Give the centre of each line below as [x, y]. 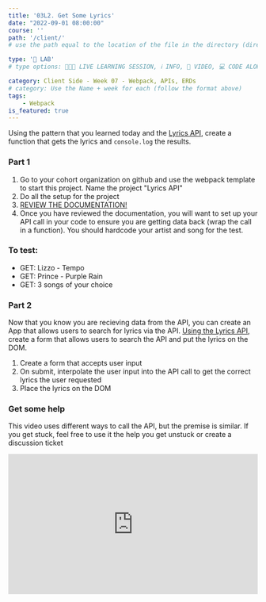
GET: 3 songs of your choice [66, 284]
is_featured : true [38, 111]
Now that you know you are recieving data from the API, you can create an [130, 323]
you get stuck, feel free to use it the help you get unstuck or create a [120, 435]
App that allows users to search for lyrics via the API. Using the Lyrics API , [129, 331]
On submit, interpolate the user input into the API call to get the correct [135, 372]
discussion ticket [36, 443]
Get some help [37, 409]
